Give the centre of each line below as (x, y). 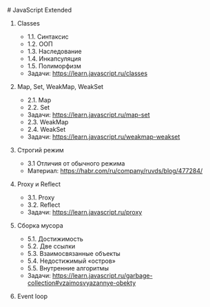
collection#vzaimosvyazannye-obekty (82, 283)
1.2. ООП (40, 44)
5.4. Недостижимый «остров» (71, 261)
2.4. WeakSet (46, 129)
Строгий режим (40, 150)
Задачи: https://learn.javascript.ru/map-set (88, 115)
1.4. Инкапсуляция (54, 59)
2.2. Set (39, 107)
